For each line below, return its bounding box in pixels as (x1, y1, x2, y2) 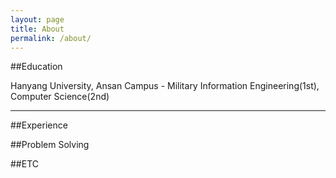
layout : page (10, 14, 65, 25)
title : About (10, 24, 65, 34)
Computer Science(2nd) (10, 91, 110, 103)
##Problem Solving (10, 139, 90, 151)
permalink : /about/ (10, 33, 92, 43)
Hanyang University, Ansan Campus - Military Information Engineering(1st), (10, 80, 320, 92)
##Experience (10, 119, 68, 131)
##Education (10, 61, 63, 73)
